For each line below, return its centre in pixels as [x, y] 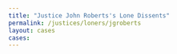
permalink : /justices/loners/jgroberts [75, 23]
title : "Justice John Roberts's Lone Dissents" [89, 15]
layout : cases [32, 30]
